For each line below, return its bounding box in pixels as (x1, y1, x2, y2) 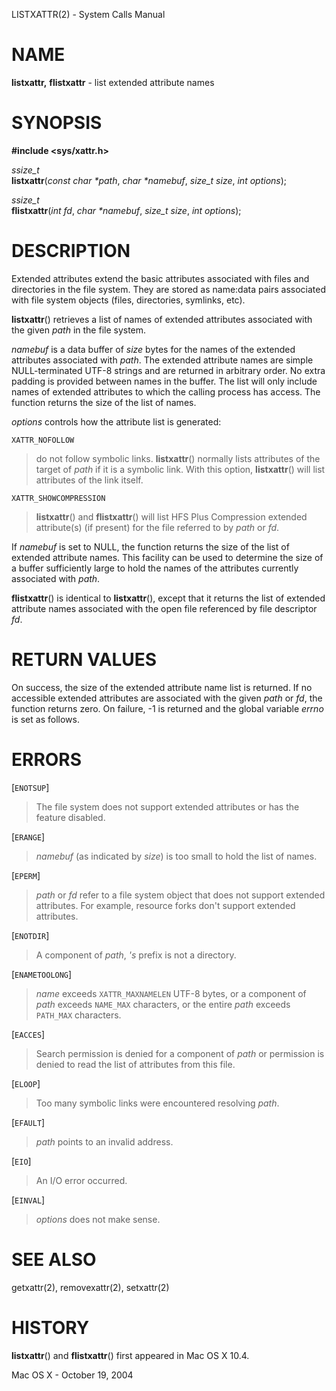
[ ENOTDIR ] (11, 929, 50, 941)
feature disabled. (35, 811, 106, 823)
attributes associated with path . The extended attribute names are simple (11, 354, 314, 366)
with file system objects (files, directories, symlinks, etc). (11, 294, 246, 306)
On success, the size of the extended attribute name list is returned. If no (11, 681, 313, 693)
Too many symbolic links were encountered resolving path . (35, 1097, 280, 1109)
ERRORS (11, 748, 83, 771)
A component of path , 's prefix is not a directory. (35, 949, 237, 961)
